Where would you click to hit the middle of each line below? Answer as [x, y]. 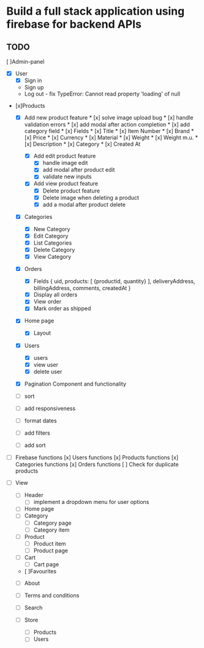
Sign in [33, 80]
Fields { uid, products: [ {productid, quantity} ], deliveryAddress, [114, 281]
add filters [37, 433]
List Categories [53, 243]
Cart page [46, 564]
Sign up [34, 88]
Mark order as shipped [62, 308]
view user [46, 364]
